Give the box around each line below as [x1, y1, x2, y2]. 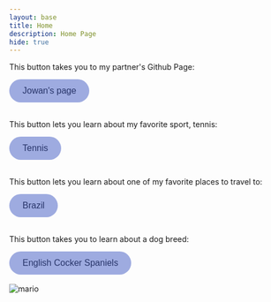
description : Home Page [9, 29, 97, 38]
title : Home [9, 21, 53, 30]
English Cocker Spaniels [22, 258, 119, 268]
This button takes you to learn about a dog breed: [9, 234, 190, 245]
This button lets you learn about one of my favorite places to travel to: [9, 177, 263, 187]
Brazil [22, 200, 46, 211]
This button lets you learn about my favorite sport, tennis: [9, 119, 218, 130]
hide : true [9, 37, 49, 47]
